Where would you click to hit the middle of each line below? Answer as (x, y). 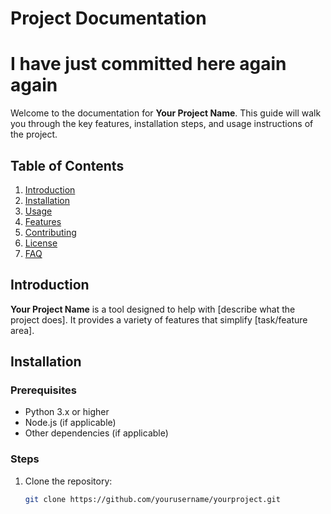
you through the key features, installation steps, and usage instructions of (162, 124)
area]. (22, 330)
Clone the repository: (68, 481)
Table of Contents (67, 165)
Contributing (50, 232)
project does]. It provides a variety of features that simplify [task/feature (159, 319)
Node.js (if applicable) (70, 423)
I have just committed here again (148, 64)
